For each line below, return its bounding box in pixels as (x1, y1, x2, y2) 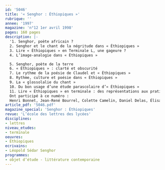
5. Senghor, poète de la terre (9, 62, 74, 67)
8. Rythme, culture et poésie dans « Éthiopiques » (9, 75, 118, 80)
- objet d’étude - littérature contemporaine (5, 157, 100, 162)
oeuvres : (5, 134, 23, 140)
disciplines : (5, 116, 32, 121)
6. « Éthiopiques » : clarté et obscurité (9, 66, 98, 71)
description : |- (5, 35, 38, 40)
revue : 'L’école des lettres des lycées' (5, 112, 91, 117)
